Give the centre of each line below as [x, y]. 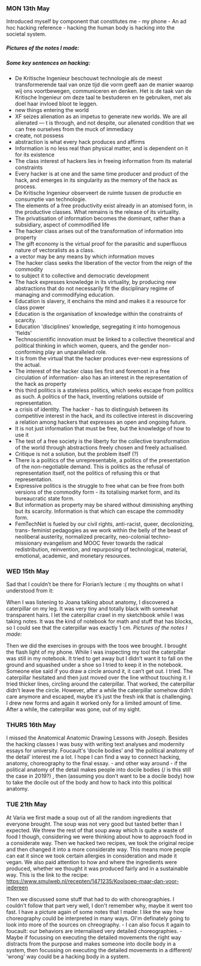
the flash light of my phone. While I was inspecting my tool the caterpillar [96, 652]
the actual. [28, 364]
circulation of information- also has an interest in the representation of [101, 377]
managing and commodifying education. [65, 294]
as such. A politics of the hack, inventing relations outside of [89, 396]
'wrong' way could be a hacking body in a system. [68, 956]
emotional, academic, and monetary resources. [73, 556]
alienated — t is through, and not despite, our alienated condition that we [104, 123]
